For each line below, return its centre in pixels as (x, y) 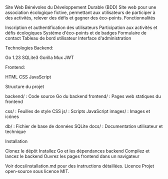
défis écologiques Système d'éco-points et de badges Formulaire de (76, 33)
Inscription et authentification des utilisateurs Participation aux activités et (81, 27)
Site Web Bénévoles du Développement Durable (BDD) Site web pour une (81, 7)
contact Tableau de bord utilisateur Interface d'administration (68, 38)
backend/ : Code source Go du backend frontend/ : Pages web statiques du (83, 96)
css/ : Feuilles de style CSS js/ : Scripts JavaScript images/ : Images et (78, 111)
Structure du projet (25, 86)
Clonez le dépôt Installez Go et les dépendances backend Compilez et (77, 151)
